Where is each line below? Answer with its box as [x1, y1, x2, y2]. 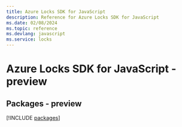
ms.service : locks [6, 36, 52, 42]
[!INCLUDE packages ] [6, 114, 60, 121]
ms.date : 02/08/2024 [6, 20, 58, 26]
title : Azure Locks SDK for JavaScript [6, 8, 106, 15]
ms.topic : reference [6, 25, 58, 32]
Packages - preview [6, 98, 82, 109]
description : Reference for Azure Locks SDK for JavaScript [6, 14, 160, 20]
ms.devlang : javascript [6, 31, 66, 37]
